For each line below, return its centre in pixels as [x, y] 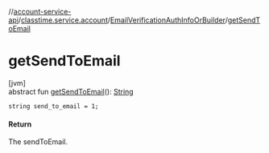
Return [20, 124]
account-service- [42, 12]
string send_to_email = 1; [54, 106]
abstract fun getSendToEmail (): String [71, 91]
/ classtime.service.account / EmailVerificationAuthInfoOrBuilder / [123, 20]
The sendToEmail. [38, 142]
